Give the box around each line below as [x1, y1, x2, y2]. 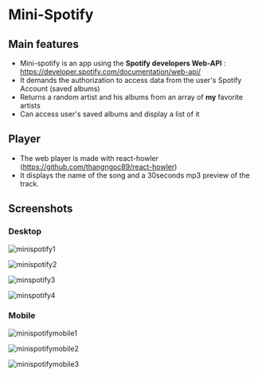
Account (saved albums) [19, 84, 101, 93]
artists [19, 101, 41, 110]
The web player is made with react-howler [19, 153, 159, 163]
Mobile [8, 310, 36, 321]
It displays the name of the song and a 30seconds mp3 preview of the [19, 170, 251, 180]
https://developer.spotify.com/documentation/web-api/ [19, 67, 201, 77]
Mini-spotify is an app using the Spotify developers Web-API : [19, 58, 226, 68]
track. [19, 179, 40, 188]
